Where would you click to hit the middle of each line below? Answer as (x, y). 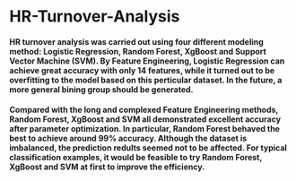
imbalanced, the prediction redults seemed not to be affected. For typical (148, 148)
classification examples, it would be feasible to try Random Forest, (136, 158)
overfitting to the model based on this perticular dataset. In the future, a (146, 80)
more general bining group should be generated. (102, 89)
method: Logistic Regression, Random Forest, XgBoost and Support (138, 51)
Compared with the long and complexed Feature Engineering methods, (144, 110)
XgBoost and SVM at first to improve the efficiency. (107, 167)
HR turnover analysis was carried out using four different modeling (137, 41)
